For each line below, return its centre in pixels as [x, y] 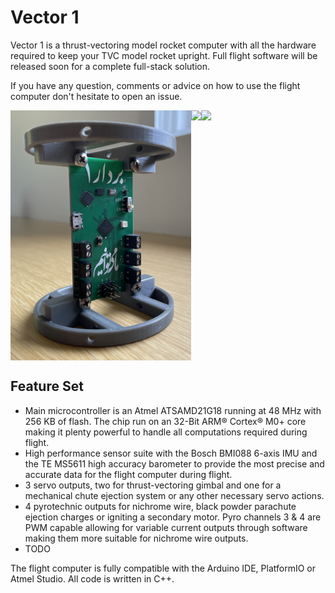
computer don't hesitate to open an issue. [96, 96]
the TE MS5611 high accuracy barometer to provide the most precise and [174, 463]
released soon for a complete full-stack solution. [110, 66]
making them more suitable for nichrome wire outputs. [136, 538]
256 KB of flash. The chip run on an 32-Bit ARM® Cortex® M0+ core [165, 421]
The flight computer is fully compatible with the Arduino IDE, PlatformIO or [163, 568]
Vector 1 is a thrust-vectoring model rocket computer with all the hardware [163, 45]
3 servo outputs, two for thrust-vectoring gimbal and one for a [153, 485]
